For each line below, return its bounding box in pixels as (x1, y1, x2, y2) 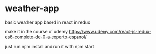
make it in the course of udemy (5, 28, 68, 34)
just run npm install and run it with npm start (5, 43, 94, 49)
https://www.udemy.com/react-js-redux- (68, 28, 151, 34)
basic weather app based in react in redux (5, 19, 91, 25)
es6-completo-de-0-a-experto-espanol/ (5, 34, 87, 40)
